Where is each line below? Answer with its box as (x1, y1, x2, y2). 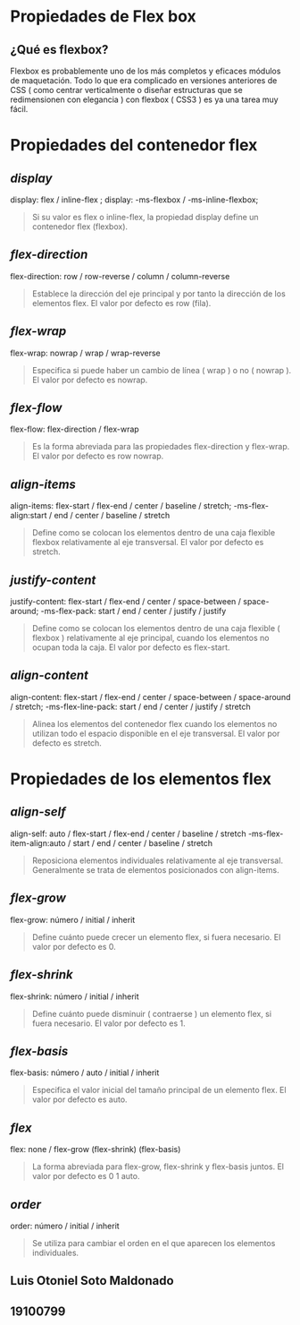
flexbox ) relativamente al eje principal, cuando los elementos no (31, 633, 270, 644)
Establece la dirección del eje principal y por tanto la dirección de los (31, 288, 287, 299)
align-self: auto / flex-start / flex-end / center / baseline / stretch (10, 828, 246, 839)
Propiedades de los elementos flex (10, 769, 271, 790)
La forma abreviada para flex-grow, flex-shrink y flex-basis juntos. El (31, 1161, 285, 1172)
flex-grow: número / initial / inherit (10, 914, 136, 925)
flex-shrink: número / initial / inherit (10, 991, 139, 1002)
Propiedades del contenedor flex (10, 135, 258, 156)
